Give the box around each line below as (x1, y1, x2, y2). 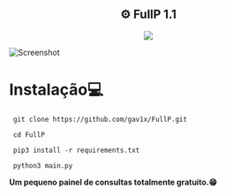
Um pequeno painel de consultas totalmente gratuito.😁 (9, 177, 218, 187)
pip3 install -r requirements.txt (12, 146, 140, 155)
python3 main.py (12, 161, 73, 170)
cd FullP (12, 130, 46, 139)
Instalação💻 (9, 79, 104, 100)
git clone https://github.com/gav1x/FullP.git (12, 115, 188, 124)
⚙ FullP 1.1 (120, 7, 177, 22)
